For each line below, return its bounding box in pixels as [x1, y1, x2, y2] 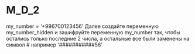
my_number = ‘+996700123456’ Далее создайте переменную [6, 23, 159, 30]
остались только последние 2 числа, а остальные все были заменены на [6, 35, 190, 42]
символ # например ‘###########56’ [6, 41, 102, 48]
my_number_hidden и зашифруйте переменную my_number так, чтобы [6, 28, 180, 35]
